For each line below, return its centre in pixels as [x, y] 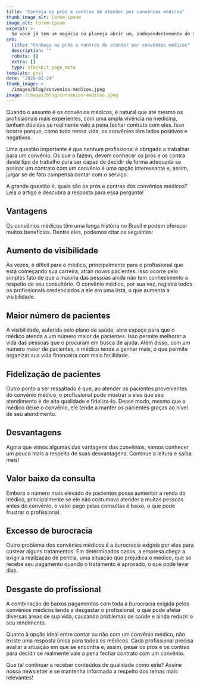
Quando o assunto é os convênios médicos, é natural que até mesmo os [95, 112]
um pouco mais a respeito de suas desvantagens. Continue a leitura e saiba [99, 453]
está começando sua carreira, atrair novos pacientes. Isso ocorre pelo [92, 271]
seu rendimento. [26, 623]
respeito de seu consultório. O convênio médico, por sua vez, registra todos [99, 284]
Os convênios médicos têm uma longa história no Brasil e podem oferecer [97, 225]
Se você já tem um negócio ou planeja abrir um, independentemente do [101, 34]
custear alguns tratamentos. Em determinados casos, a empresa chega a [96, 552]
